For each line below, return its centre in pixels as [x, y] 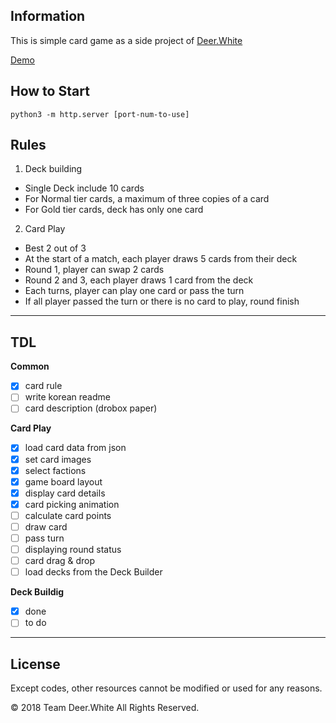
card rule [43, 386]
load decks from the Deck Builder [93, 572]
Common [30, 366]
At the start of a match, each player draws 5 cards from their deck [161, 259]
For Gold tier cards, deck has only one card [114, 210]
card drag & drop [60, 561]
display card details [65, 493]
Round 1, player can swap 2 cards [94, 270]
